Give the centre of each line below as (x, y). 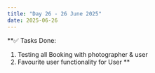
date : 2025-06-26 (33, 20)
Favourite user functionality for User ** (74, 62)
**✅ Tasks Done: (32, 40)
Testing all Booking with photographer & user (83, 54)
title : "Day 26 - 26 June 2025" (54, 14)
